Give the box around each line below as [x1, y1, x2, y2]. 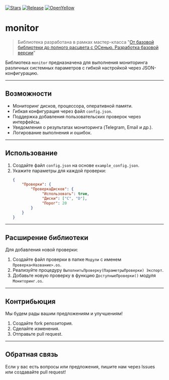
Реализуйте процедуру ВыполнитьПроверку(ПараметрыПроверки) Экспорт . [12, 267, 164, 273]
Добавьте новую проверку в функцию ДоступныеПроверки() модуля [12, 272, 156, 279]
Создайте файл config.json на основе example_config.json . [12, 162, 140, 168]
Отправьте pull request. [12, 331, 63, 337]
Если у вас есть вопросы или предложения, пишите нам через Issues [5, 363, 155, 369]
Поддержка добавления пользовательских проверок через [12, 113, 141, 119]
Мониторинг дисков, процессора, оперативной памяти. [12, 103, 133, 109]
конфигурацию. [5, 70, 39, 76]
